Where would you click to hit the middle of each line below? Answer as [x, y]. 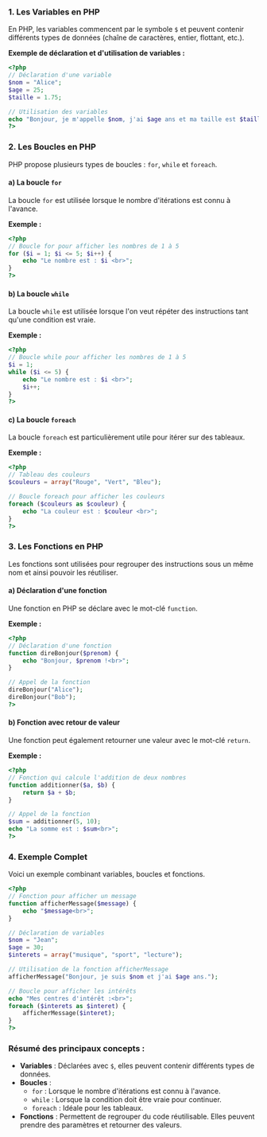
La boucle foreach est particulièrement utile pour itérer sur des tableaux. [127, 437]
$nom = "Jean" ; [33, 940]
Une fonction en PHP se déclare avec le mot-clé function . [103, 608]
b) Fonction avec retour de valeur [64, 722]
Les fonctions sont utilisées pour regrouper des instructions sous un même [131, 564]
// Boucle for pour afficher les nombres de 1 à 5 [94, 246]
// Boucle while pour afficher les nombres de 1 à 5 [97, 358]
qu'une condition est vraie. [52, 320]
